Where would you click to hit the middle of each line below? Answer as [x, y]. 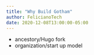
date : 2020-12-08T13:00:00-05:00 [47, 22]
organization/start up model [48, 46]
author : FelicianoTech [34, 17]
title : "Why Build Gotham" [39, 12]
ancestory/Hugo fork [40, 40]
